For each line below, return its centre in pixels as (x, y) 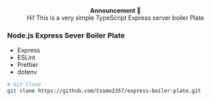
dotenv (27, 72)
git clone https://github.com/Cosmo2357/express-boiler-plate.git (104, 91)
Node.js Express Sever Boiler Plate (66, 35)
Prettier (27, 65)
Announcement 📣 (115, 11)
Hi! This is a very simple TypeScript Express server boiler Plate (115, 18)
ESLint (26, 57)
